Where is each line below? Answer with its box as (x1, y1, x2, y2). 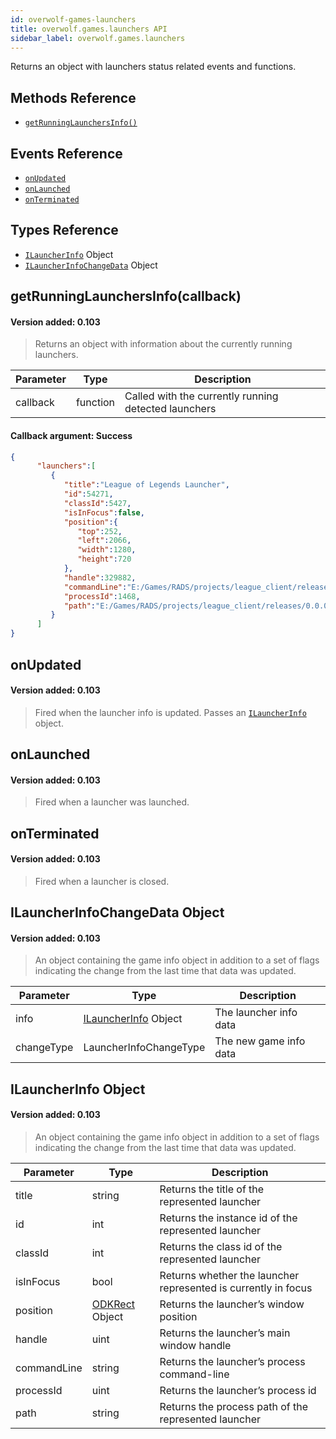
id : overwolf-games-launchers (10, 14, 137, 25)
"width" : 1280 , (77, 545, 137, 555)
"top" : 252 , (77, 526, 123, 536)
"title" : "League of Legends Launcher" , (63, 480, 230, 490)
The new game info (214, 1034, 306, 1048)
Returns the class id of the (159, 1240, 283, 1254)
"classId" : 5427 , (63, 498, 132, 508)
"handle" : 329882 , (63, 572, 137, 583)
